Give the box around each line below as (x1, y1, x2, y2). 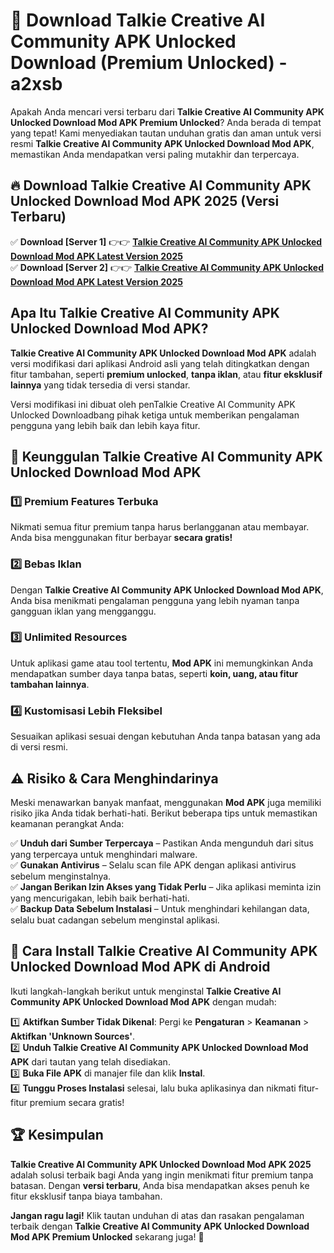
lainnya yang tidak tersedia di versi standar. (10, 379, 191, 391)
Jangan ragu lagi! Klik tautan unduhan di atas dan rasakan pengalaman (10, 1209, 305, 1221)
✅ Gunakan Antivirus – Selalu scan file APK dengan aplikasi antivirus (10, 859, 297, 871)
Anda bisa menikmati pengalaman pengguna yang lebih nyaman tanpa (10, 594, 300, 606)
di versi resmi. (10, 741, 68, 753)
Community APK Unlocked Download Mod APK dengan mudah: (10, 995, 277, 1008)
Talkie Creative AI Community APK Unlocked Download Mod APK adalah (10, 347, 317, 359)
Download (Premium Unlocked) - (10, 52, 288, 74)
